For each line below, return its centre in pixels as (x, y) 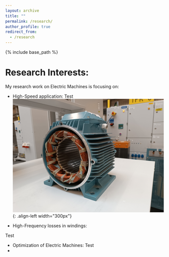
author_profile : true (28, 27)
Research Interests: (47, 73)
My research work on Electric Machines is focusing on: (62, 86)
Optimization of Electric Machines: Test (53, 245)
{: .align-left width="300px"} (42, 216)
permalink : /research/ (29, 21)
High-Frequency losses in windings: (50, 226)
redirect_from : (21, 32)
